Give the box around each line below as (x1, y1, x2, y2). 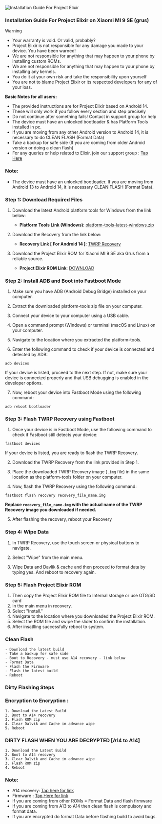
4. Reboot (5, 765, 25, 770)
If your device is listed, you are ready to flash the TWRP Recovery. (5, 450, 138, 456)
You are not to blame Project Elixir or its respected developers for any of (12, 79, 158, 85)
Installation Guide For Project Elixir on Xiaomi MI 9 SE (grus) (5, 17, 149, 24)
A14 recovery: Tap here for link (12, 788, 74, 794)
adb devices (5, 361, 29, 366)
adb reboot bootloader (5, 404, 51, 409)
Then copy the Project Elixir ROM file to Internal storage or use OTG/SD (12, 593, 156, 599)
